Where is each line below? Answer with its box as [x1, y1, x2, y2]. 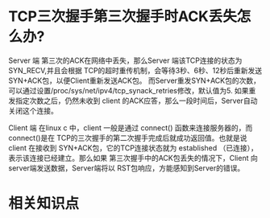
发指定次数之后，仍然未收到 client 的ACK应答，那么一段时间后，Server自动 [8, 96, 258, 105]
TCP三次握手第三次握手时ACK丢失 [8, 7, 238, 26]
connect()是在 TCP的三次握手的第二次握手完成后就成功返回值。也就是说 [8, 133, 247, 142]
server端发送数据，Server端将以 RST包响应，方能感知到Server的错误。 [8, 162, 245, 173]
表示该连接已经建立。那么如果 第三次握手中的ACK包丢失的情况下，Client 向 [8, 153, 258, 162]
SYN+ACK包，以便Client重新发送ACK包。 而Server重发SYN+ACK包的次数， [8, 76, 260, 85]
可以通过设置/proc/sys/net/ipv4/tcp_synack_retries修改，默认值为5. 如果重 [8, 85, 256, 95]
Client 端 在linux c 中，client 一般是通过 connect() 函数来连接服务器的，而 [8, 122, 253, 133]
